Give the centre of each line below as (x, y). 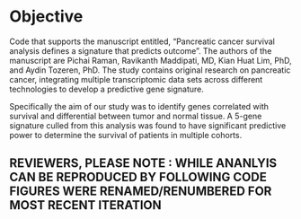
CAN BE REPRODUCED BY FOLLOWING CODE (138, 177)
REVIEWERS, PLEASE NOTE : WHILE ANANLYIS (143, 163)
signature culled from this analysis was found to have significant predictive (148, 125)
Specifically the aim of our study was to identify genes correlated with (139, 106)
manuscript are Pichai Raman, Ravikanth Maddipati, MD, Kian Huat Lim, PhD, (150, 60)
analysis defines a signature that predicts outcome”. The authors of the (141, 50)
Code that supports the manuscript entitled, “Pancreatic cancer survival (142, 41)
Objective (46, 17)
